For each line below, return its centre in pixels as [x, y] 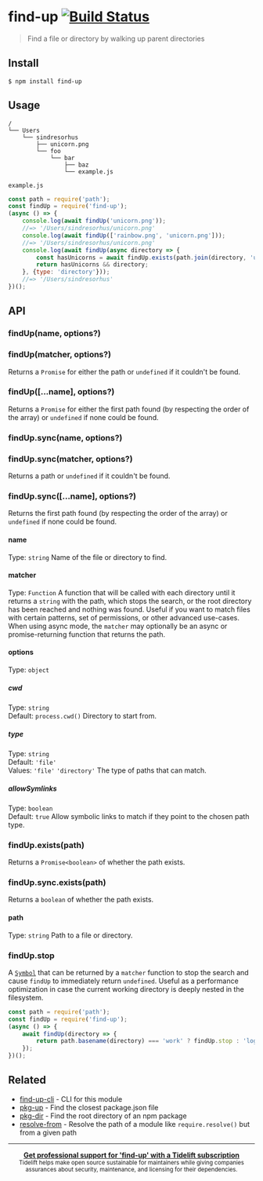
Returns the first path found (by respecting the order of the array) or [118, 514]
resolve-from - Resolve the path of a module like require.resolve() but [135, 1124]
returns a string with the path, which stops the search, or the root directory [130, 601]
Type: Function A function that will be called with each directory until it [122, 592]
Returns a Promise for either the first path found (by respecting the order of [129, 409]
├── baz [76, 165]
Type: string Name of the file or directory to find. [88, 557]
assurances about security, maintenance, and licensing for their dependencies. [131, 1169]
